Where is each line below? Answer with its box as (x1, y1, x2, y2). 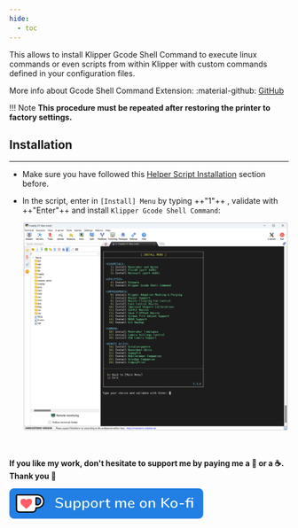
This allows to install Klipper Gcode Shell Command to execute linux (9, 49, 257, 59)
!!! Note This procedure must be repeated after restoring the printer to (9, 102, 271, 113)
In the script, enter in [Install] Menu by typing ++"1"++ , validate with (21, 196, 278, 206)
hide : (9, 14, 29, 23)
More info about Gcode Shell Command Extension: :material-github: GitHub (9, 85, 285, 96)
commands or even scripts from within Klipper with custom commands (9, 58, 268, 69)
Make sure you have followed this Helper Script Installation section (21, 169, 266, 180)
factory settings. (9, 112, 73, 122)
